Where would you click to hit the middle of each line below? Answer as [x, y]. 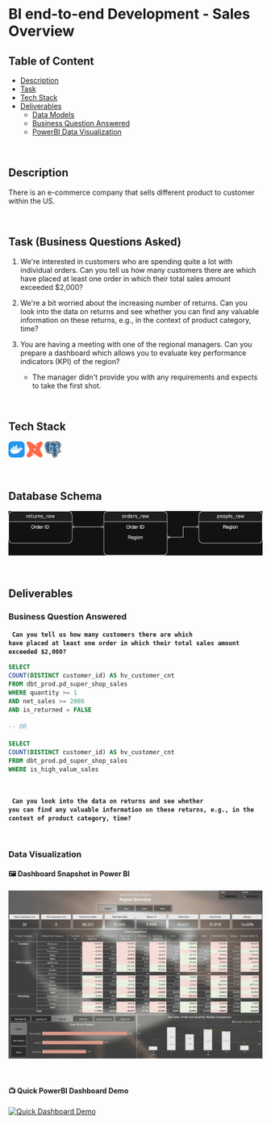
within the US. [31, 201]
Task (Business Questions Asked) [95, 242]
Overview [42, 31]
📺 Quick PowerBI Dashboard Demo [69, 1090]
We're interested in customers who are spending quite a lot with [126, 261]
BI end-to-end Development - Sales [129, 14]
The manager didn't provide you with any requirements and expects [145, 377]
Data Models [53, 115]
